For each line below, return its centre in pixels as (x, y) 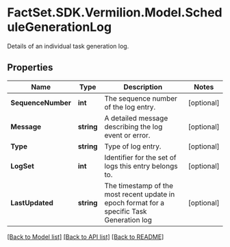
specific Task (126, 211)
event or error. (127, 135)
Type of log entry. (133, 146)
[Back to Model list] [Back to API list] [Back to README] (86, 237)
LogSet (22, 166)
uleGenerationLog (59, 27)
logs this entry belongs (141, 166)
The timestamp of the (139, 185)
